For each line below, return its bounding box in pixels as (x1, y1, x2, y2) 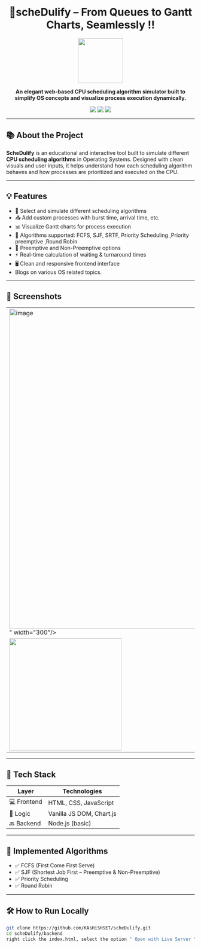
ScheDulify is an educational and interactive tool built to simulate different (6, 149, 190, 156)
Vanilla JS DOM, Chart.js (48, 810, 117, 818)
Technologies (62, 787, 102, 795)
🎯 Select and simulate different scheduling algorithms (14, 207, 147, 214)
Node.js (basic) (48, 819, 92, 828)
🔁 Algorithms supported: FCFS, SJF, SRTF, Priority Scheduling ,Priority (14, 231, 190, 239)
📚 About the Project (6, 130, 84, 141)
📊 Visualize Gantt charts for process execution (14, 222, 132, 230)
